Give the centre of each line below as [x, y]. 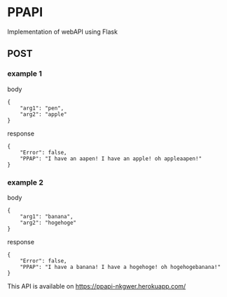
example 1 [25, 74]
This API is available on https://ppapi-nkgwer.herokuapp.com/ [97, 286]
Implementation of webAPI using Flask [62, 32]
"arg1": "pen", [42, 108]
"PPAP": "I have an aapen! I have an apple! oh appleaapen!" [111, 159]
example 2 [25, 182]
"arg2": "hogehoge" [48, 223]
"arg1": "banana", [47, 216]
